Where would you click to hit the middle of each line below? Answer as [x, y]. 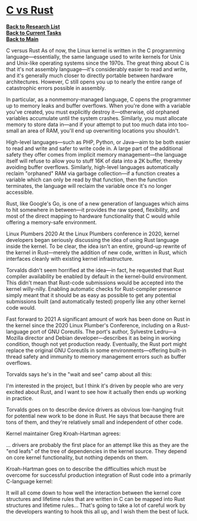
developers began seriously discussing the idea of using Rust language [93, 240]
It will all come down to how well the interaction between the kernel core [94, 493]
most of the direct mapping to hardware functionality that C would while [93, 216]
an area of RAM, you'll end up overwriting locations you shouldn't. [100, 131]
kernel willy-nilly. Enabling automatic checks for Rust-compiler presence [94, 288]
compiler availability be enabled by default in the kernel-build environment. [97, 276]
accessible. [20, 192]
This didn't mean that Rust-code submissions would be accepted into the [95, 283]
